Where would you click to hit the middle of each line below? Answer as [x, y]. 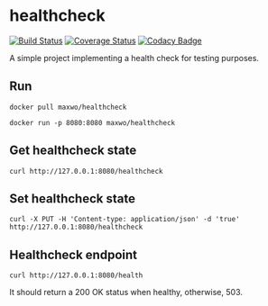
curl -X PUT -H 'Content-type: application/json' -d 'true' [125, 220]
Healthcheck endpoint [74, 254]
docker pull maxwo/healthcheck [68, 107]
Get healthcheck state [73, 151]
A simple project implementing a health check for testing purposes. [134, 58]
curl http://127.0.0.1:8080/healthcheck [87, 171]
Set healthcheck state [72, 198]
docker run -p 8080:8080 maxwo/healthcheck [92, 122]
